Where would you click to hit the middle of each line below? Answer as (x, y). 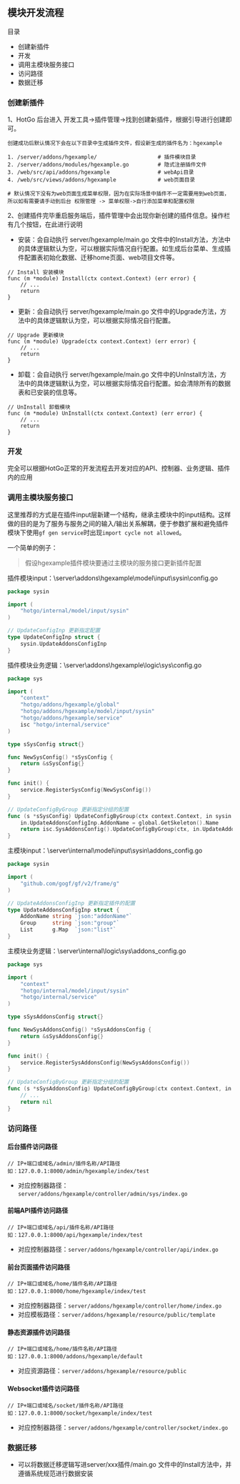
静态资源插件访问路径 (39, 1332)
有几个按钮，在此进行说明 (45, 224)
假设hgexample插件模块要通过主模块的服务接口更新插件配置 (113, 562)
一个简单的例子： (32, 547)
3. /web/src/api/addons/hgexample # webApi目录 (101, 173)
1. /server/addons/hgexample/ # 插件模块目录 (102, 157)
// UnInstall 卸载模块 (39, 407)
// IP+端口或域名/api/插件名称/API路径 (61, 1227)
